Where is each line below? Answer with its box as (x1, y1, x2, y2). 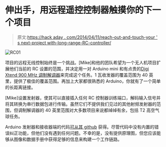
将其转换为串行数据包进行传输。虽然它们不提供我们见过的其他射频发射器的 (5, 101, 157, 107)
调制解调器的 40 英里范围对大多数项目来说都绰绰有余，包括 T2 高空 (18, 107, 156, 113)
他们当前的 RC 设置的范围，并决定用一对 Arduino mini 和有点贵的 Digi (9, 65, 149, 72)
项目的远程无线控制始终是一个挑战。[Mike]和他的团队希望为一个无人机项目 (5, 59, 157, 65)
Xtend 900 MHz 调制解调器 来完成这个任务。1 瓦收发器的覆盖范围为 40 (5, 72, 148, 78)
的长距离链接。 (5, 84, 36, 90)
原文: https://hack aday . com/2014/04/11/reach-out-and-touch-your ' (17, 34, 158, 40)
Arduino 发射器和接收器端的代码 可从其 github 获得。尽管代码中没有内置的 (5, 124, 155, 130)
